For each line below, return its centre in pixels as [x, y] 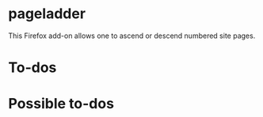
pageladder [47, 14]
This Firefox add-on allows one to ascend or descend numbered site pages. [132, 36]
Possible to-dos [61, 104]
